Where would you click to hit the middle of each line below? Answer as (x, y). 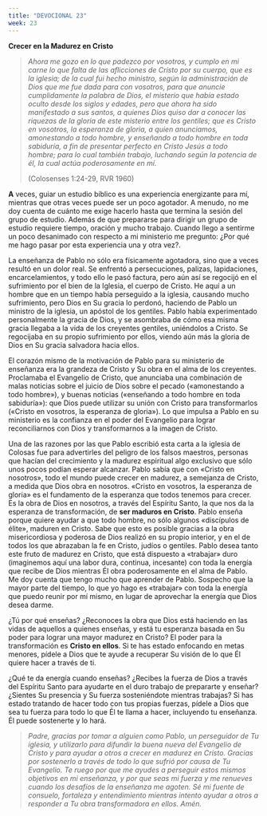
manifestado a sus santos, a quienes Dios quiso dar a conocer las (137, 112)
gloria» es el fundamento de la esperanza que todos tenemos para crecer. (130, 495)
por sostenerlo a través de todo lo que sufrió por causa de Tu (129, 761)
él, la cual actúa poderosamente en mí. (92, 163)
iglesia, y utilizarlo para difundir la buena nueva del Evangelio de (134, 744)
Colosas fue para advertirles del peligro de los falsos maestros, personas (128, 452)
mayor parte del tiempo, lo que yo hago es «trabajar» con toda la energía (128, 588)
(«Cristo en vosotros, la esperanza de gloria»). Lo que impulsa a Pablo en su (133, 411)
